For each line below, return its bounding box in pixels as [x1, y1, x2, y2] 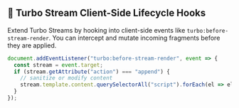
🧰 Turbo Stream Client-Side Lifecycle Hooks [7, 7, 206, 19]
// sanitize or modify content [20, 75, 113, 82]
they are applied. [7, 40, 57, 50]
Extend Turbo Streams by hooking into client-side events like [7, 26, 186, 34]
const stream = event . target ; [14, 61, 103, 68]
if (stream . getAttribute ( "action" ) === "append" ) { [14, 68, 171, 75]
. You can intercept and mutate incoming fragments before [48, 33, 221, 42]
